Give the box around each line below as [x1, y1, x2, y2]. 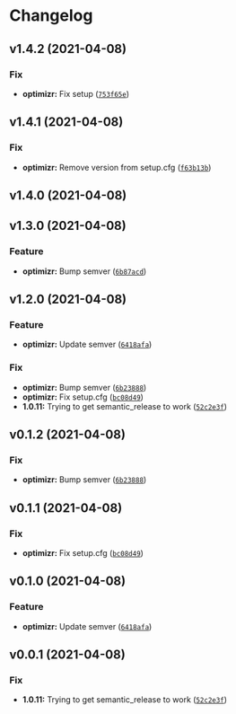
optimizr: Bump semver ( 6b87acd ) [22, 266, 147, 277]
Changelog [9, 5, 93, 26]
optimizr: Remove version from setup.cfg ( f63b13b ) [22, 162, 212, 172]
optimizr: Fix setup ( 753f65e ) [22, 88, 130, 99]
